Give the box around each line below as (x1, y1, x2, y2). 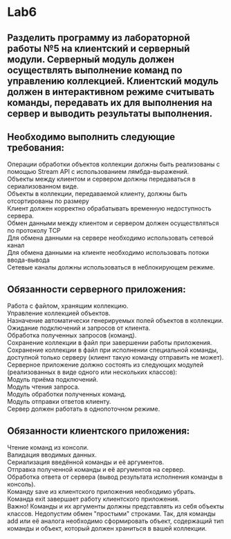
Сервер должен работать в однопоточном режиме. (7, 405, 160, 413)
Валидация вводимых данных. (7, 451, 97, 459)
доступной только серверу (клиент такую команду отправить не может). (7, 353, 224, 362)
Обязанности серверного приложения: (7, 283, 186, 295)
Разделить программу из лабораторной (7, 32, 190, 44)
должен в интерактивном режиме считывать (7, 86, 215, 98)
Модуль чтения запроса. (7, 382, 80, 391)
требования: (7, 141, 64, 153)
